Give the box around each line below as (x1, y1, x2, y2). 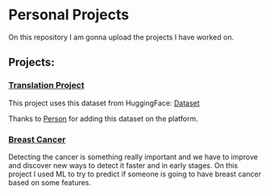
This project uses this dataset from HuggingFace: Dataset (8, 98, 200, 108)
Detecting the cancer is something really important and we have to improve (8, 151, 258, 162)
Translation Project (8, 80, 85, 91)
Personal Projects (8, 6, 130, 24)
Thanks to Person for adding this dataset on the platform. (8, 114, 199, 123)
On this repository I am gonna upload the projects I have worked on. (8, 32, 235, 42)
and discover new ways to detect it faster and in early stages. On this (8, 160, 239, 170)
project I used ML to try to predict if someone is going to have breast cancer (8, 169, 262, 179)
